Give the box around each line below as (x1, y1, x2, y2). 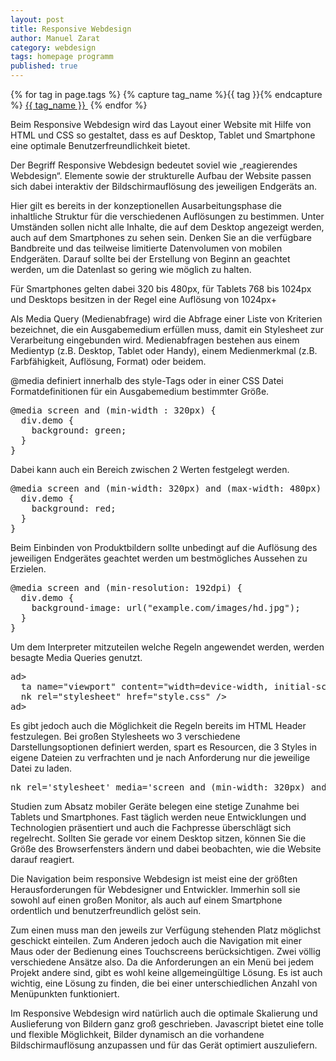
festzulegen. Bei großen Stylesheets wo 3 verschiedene (10, 731, 241, 742)
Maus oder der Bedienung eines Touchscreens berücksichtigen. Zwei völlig (10, 946, 321, 957)
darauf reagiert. (10, 854, 75, 865)
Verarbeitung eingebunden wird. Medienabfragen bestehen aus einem (10, 334, 300, 346)
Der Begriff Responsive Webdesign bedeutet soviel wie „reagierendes (10, 159, 298, 171)
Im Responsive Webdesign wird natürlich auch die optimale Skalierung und (10, 1007, 318, 1019)
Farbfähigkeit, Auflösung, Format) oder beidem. (10, 356, 207, 367)
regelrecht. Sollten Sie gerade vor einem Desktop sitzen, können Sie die (10, 832, 307, 844)
